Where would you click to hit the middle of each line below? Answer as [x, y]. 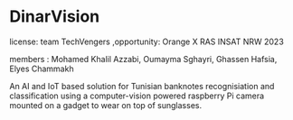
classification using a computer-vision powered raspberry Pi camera [137, 96]
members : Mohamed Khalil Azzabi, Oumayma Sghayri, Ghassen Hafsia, [143, 59]
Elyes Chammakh [42, 69]
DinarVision [55, 17]
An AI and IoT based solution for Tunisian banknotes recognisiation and [142, 86]
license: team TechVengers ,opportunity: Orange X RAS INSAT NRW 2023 [147, 42]
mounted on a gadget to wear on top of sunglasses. [105, 105]
